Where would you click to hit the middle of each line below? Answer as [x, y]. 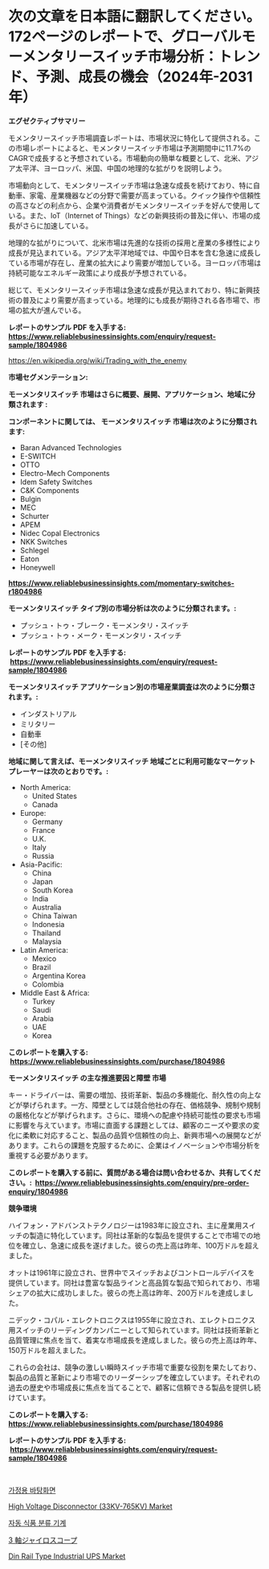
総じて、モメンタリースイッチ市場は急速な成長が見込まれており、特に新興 [131, 290]
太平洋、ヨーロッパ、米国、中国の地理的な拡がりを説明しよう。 [120, 168]
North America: [45, 787]
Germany [47, 822]
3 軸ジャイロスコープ [43, 1540]
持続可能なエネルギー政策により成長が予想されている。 [100, 273]
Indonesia [48, 924]
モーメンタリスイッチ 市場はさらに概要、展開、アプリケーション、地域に [128, 394]
